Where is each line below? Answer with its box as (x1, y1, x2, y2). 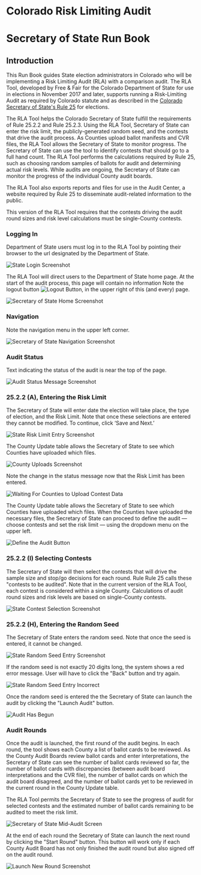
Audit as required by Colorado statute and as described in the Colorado (6, 97, 183, 104)
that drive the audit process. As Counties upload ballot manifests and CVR (6, 134, 190, 142)
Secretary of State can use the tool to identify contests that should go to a (6, 147, 189, 154)
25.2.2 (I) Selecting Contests (6, 554, 92, 563)
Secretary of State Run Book (6, 32, 151, 46)
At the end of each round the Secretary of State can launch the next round (6, 832, 190, 839)
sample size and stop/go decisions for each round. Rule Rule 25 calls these (6, 574, 192, 581)
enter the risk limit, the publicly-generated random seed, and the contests (6, 128, 188, 135)
